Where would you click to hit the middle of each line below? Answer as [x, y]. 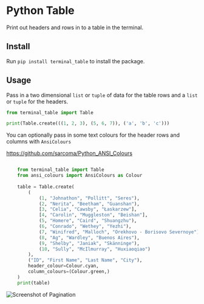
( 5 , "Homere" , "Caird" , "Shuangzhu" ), [88, 221]
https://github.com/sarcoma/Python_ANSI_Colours [69, 153]
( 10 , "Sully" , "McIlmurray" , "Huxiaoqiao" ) [94, 249]
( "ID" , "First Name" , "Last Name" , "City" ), [85, 260]
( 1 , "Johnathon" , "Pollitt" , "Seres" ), [89, 198]
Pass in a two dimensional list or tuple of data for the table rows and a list [102, 95]
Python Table [40, 11]
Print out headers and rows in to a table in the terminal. [75, 27]
